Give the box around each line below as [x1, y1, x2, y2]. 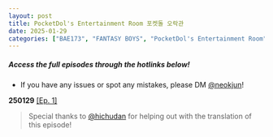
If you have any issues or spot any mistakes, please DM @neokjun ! [19, 80, 245, 90]
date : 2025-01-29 [8, 27, 67, 35]
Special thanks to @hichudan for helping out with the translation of [28, 111, 252, 122]
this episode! [28, 120, 72, 130]
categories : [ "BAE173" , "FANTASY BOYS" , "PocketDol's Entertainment [8, 34, 245, 43]
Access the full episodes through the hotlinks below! [8, 59, 191, 69]
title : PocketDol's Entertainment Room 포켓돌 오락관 [8, 19, 184, 28]
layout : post [8, 11, 53, 20]
